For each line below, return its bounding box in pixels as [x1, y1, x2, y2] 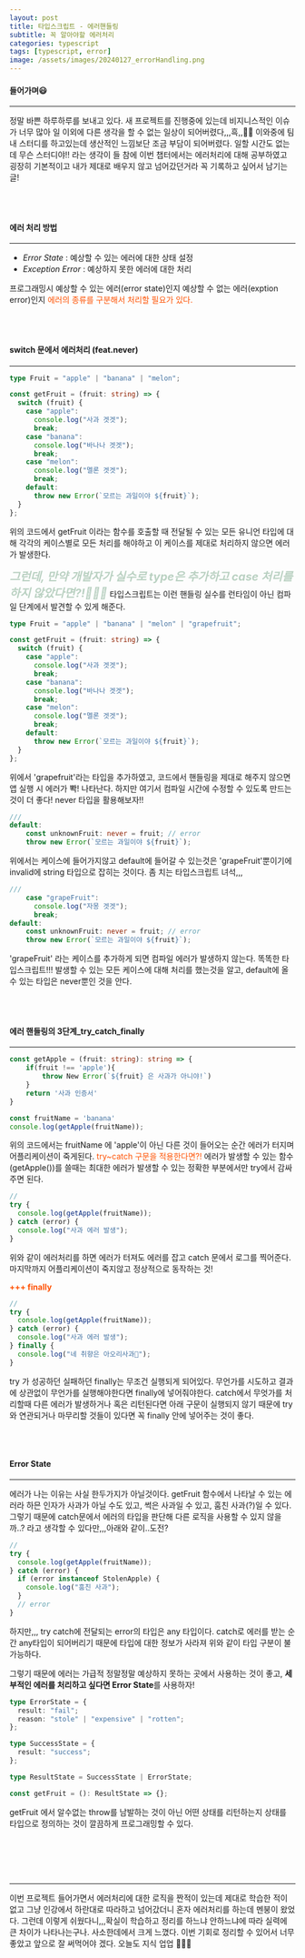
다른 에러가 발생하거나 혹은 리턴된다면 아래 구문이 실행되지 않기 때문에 [33, 1398, 281, 1410]
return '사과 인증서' [25, 1089, 98, 1098]
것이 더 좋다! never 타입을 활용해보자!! [9, 794, 144, 805]
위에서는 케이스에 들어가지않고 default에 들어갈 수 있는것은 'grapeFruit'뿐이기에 [9, 856, 292, 867]
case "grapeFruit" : [25, 893, 100, 902]
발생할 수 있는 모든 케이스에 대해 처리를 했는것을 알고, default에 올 [54, 965, 289, 976]
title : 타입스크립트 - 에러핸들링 [9, 22, 119, 31]
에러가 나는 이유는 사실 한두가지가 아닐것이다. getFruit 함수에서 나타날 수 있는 [9, 1488, 283, 1499]
